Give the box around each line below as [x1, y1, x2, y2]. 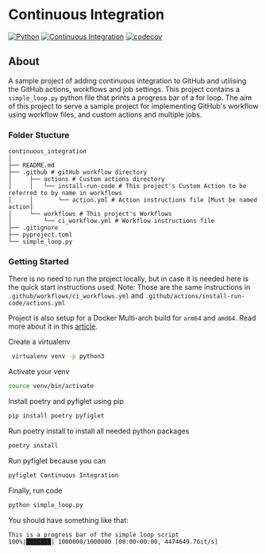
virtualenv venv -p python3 [11, 352, 105, 360]
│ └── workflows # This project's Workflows [8, 210, 172, 218]
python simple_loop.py [8, 501, 83, 509]
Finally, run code [8, 486, 63, 495]
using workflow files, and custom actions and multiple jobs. [8, 110, 202, 119]
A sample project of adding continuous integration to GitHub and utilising [8, 75, 247, 85]
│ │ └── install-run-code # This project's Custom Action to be [8, 183, 247, 190]
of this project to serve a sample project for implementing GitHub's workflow [8, 101, 259, 110]
